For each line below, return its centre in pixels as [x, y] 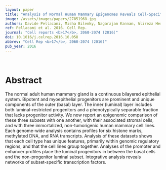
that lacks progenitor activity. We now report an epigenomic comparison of [82, 115]
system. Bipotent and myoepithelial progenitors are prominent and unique [80, 99]
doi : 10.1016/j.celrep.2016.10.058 [42, 37]
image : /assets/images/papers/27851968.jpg [51, 19]
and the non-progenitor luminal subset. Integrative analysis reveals [73, 157]
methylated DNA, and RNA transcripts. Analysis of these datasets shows [79, 136]
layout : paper [20, 10]
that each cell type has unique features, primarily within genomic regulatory [82, 141]
